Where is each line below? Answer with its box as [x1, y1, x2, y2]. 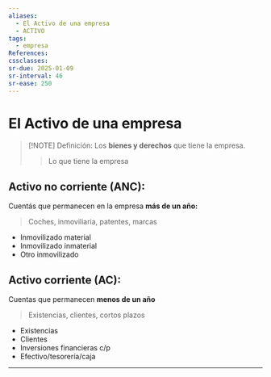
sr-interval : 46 [8, 72, 63, 80]
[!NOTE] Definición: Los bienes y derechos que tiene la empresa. [27, 140, 246, 150]
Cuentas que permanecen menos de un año [8, 295, 156, 304]
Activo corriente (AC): [8, 273, 122, 287]
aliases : [8, 11, 38, 20]
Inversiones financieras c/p [19, 343, 111, 353]
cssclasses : [8, 57, 48, 65]
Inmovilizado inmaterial [19, 241, 98, 251]
